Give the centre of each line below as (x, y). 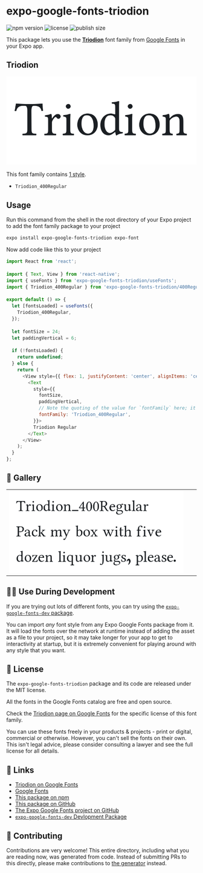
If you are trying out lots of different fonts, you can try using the (85, 606)
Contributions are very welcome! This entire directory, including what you (98, 851)
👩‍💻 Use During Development (61, 592)
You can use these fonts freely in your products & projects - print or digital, (99, 732)
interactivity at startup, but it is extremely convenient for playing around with (101, 644)
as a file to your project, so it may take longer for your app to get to (90, 637)
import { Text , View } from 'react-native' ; (63, 274)
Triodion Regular (55, 427)
